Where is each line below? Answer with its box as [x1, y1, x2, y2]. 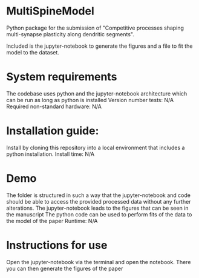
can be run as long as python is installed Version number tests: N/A [6, 96, 174, 103]
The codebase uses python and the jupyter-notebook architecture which [6, 89, 188, 97]
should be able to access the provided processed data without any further [6, 198, 191, 205]
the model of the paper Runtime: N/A [6, 217, 98, 224]
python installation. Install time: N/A [6, 150, 95, 158]
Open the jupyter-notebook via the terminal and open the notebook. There [6, 258, 191, 265]
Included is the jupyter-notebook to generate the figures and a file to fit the [6, 42, 193, 50]
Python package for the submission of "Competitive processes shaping [6, 24, 184, 31]
